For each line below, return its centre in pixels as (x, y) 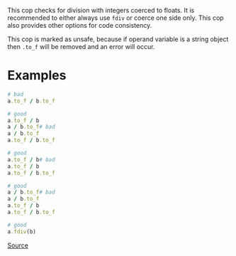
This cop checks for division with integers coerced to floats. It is (101, 10)
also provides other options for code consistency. (80, 25)
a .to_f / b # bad (31, 159)
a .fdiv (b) (22, 231)
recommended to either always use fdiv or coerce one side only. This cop (116, 18)
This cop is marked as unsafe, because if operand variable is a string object (118, 39)
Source (18, 245)
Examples (37, 76)
